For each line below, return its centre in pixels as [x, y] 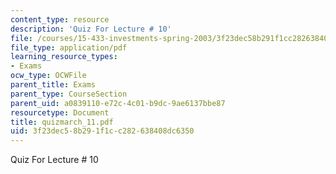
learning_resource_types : [64, 57]
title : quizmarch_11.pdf [62, 122]
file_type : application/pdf [69, 47]
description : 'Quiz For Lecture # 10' [91, 29]
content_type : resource [60, 19]
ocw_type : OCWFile [48, 76]
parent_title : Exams [53, 85]
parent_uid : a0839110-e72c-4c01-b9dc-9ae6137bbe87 [118, 103]
